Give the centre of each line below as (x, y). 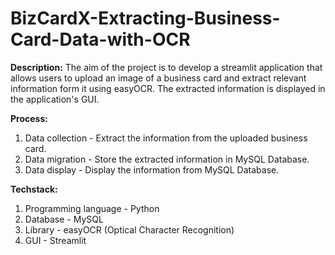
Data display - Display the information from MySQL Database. (152, 169)
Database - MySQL (64, 219)
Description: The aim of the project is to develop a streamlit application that (166, 67)
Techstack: (34, 189)
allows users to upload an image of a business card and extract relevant (158, 78)
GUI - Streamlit (55, 240)
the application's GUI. (55, 99)
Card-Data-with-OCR (100, 39)
